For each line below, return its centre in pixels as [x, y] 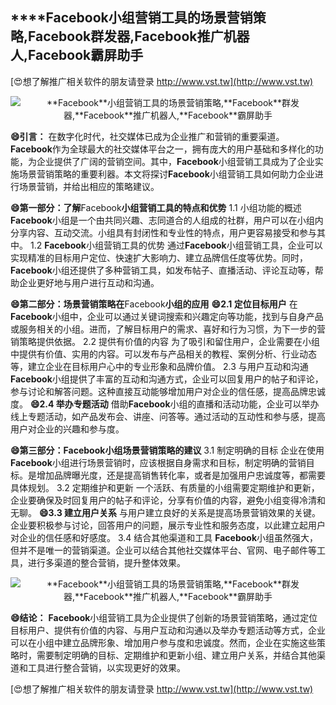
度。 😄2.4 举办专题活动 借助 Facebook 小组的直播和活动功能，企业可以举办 [165, 404]
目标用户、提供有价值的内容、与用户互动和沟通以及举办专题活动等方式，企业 [168, 630]
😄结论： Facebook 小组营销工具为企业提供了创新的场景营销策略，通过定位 [164, 617]
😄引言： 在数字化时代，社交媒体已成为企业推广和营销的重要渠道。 [147, 136]
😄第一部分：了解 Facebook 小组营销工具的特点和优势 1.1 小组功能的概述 [156, 207]
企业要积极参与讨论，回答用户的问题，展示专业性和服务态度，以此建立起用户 [168, 525]
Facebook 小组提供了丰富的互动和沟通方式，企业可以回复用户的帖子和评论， [167, 379]
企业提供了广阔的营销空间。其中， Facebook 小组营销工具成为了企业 [175, 161]
